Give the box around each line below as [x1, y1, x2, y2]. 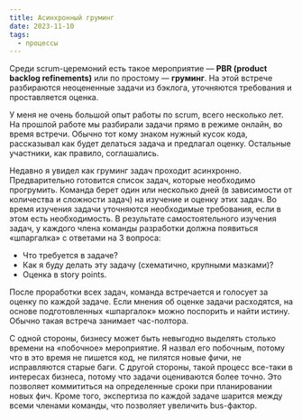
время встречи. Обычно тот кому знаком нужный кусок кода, [9, 128, 248, 140]
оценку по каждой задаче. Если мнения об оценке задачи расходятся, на [9, 296, 294, 307]
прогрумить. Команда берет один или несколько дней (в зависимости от [9, 184, 293, 195]
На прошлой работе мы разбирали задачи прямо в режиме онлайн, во [9, 119, 283, 130]
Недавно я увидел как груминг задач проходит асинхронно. [9, 165, 242, 176]
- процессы [17, 38, 59, 48]
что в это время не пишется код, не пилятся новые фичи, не [9, 352, 242, 363]
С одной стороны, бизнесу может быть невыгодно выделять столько [9, 333, 277, 344]
